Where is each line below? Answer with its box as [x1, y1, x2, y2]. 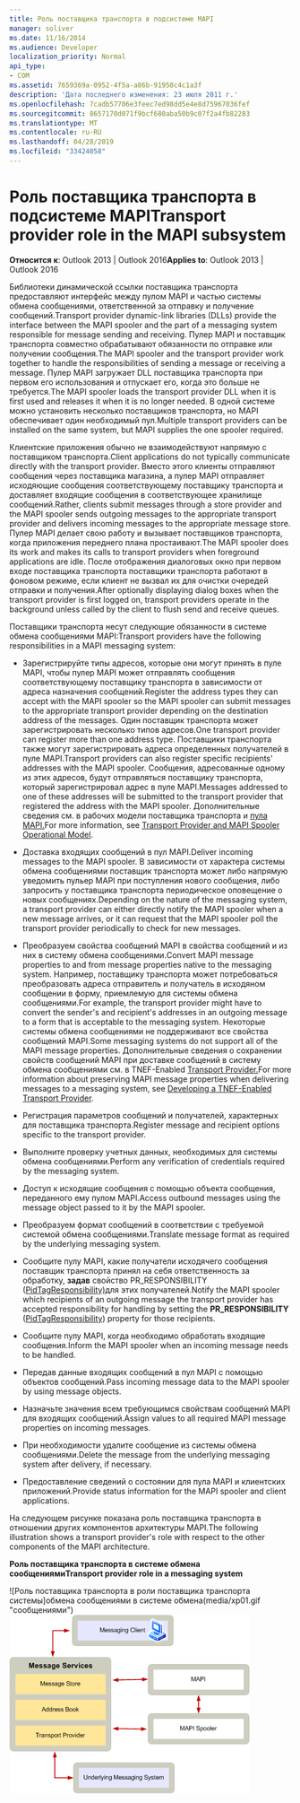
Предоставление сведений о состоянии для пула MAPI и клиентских [21, 1476, 286, 1486]
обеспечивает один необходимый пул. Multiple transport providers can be [9, 414, 287, 425]
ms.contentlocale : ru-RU [9, 128, 102, 137]
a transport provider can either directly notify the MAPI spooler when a [21, 903, 284, 914]
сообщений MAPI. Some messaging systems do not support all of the [21, 1035, 279, 1046]
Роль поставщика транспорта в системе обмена [9, 1558, 201, 1569]
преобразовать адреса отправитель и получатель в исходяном [21, 978, 266, 989]
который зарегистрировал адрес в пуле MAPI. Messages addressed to [21, 781, 288, 792]
